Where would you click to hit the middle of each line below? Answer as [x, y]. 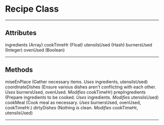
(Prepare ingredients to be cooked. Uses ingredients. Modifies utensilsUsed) [82, 97]
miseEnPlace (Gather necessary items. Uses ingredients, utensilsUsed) [76, 82]
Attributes [21, 33]
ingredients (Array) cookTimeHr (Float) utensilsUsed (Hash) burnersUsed [79, 44]
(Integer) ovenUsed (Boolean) [35, 50]
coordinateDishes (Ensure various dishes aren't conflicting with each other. [81, 87]
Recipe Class [32, 9]
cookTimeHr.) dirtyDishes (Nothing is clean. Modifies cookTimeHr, [72, 107]
